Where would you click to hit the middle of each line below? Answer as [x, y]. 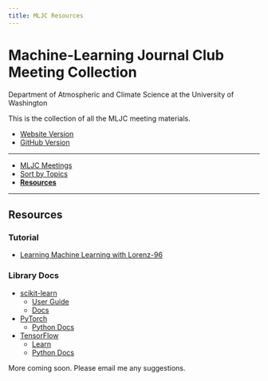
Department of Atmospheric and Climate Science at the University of [121, 94]
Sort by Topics [43, 173]
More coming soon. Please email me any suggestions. [97, 367]
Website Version [47, 133]
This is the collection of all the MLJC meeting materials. [99, 118]
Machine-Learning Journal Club [116, 55]
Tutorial [24, 237]
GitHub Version [45, 142]
